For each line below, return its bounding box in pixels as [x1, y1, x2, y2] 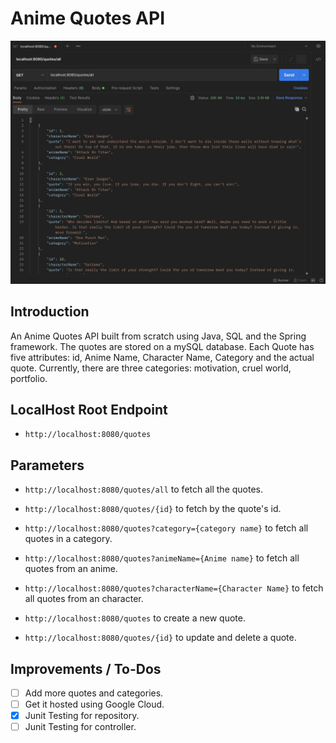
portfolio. [10, 372, 48, 384]
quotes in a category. [24, 533, 113, 545]
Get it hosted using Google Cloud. [24, 698, 165, 711]
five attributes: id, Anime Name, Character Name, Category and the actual [10, 351, 315, 363]
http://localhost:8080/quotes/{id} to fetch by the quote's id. [24, 503, 282, 515]
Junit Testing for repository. [24, 710, 140, 722]
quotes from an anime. [24, 563, 118, 575]
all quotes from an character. [24, 593, 144, 605]
